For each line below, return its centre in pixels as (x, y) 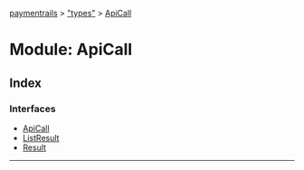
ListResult (41, 137)
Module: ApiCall (71, 50)
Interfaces (33, 109)
